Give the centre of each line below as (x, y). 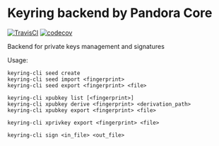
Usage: (18, 60)
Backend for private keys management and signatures (86, 46)
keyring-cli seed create (44, 73)
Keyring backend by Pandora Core (110, 13)
